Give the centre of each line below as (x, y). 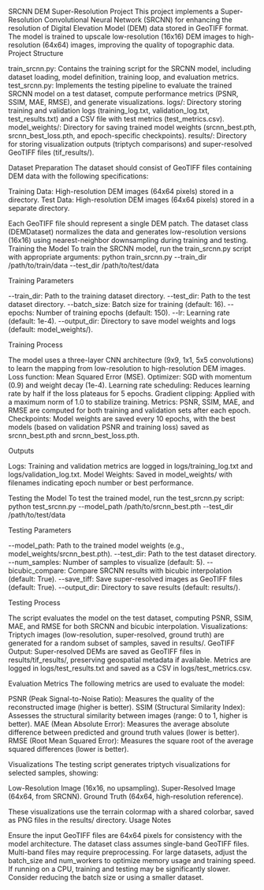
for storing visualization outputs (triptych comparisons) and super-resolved (130, 144)
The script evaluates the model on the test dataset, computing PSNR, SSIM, (131, 618)
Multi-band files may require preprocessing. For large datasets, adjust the (128, 852)
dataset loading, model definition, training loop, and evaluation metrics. (123, 77)
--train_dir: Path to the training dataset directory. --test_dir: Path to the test (129, 296)
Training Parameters (41, 280)
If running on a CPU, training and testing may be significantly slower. (119, 869)
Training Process (35, 345)
